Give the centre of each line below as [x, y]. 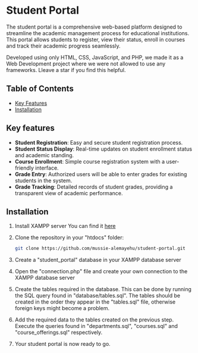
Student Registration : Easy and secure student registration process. [99, 142]
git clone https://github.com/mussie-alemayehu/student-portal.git [100, 249]
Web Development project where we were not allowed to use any [86, 64]
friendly [24, 168]
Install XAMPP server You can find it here [65, 226]
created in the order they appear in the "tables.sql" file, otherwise [95, 302]
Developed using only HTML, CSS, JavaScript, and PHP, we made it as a [95, 57]
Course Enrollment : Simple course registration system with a [90, 161]
